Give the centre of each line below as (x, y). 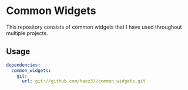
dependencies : (23, 65)
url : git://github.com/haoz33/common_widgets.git (83, 81)
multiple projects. (27, 33)
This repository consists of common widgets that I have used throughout (94, 27)
